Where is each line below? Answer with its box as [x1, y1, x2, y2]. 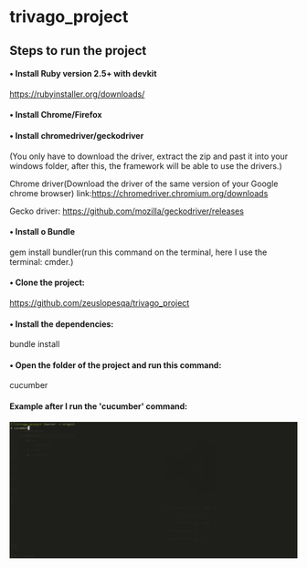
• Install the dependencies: [9, 318, 114, 330]
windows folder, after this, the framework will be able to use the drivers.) [9, 160, 283, 171]
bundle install [9, 339, 60, 350]
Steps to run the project [9, 43, 147, 58]
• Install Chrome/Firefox [9, 110, 102, 121]
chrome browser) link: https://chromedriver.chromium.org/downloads [9, 187, 269, 198]
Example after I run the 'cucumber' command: [9, 400, 188, 412]
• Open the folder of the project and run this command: [9, 359, 222, 371]
